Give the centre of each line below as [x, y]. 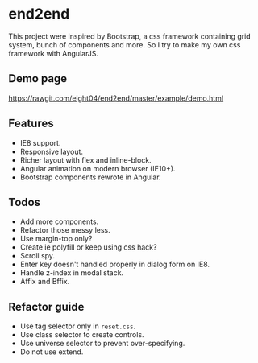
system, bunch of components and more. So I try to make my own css [125, 44]
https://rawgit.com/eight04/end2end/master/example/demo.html [116, 98]
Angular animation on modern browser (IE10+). [98, 168]
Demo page [38, 78]
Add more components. [59, 221]
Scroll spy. [37, 256]
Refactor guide [46, 307]
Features [31, 124]
